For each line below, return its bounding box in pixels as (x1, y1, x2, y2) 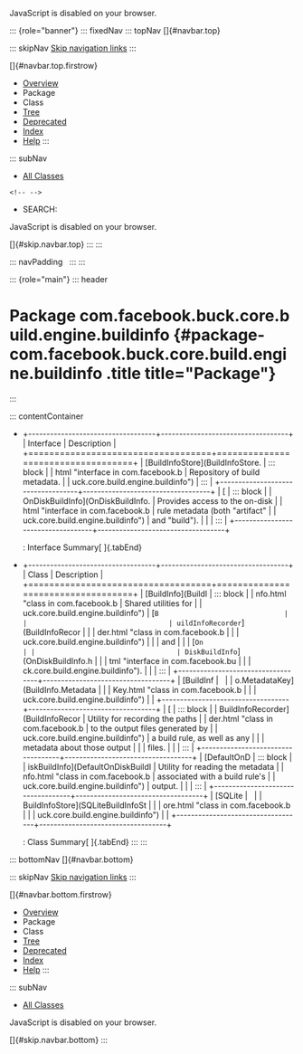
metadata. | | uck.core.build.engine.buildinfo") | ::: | (22, 476, 213, 487)
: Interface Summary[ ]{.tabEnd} (22, 542, 143, 553)
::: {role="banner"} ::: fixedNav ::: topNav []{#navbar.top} (9, 25, 222, 35)
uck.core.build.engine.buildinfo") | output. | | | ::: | (22, 780, 207, 791)
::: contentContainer (9, 411, 84, 422)
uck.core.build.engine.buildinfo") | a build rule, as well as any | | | (22, 732, 265, 743)
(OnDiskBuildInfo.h (22, 655, 93, 666)
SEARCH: (22, 204, 58, 214)
